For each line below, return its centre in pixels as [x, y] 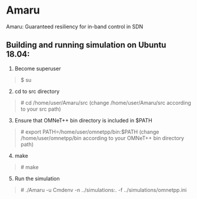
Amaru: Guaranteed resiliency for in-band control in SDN [75, 26]
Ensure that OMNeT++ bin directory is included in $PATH [84, 120]
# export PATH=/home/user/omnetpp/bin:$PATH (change [90, 132]
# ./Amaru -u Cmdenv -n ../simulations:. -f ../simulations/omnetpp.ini [103, 190]
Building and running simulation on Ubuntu [86, 45]
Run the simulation [37, 178]
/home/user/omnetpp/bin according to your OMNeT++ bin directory [102, 138]
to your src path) [41, 109]
